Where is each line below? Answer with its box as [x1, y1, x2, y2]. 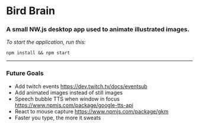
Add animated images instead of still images [14, 89, 123, 96]
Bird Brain [6, 4, 55, 18]
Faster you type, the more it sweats [14, 114, 101, 121]
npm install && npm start [6, 50, 70, 56]
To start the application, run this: [6, 38, 86, 45]
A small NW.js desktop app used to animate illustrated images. [6, 25, 190, 34]
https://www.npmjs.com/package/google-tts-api [14, 102, 133, 109]
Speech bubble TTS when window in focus [14, 95, 120, 102]
